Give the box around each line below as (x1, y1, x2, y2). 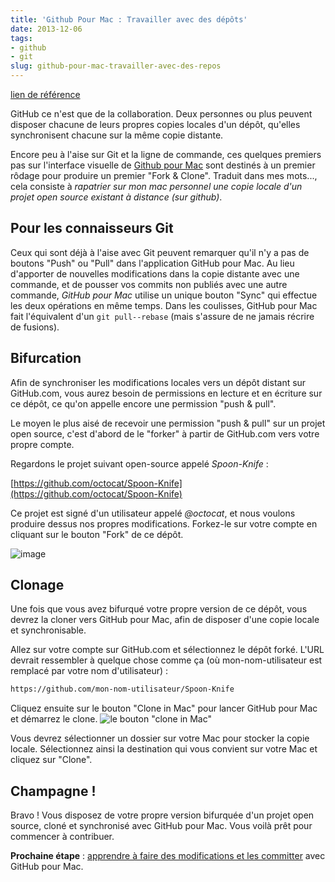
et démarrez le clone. (10, 713, 98, 725)
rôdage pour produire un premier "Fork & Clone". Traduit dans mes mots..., (10, 170, 318, 181)
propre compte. (10, 438, 75, 450)
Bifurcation (10, 350, 82, 367)
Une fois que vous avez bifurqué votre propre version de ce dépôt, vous (10, 603, 308, 615)
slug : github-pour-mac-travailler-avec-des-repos (10, 61, 222, 71)
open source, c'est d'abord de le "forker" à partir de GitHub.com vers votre (10, 427, 320, 440)
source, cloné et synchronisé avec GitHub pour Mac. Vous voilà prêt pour (10, 820, 313, 832)
